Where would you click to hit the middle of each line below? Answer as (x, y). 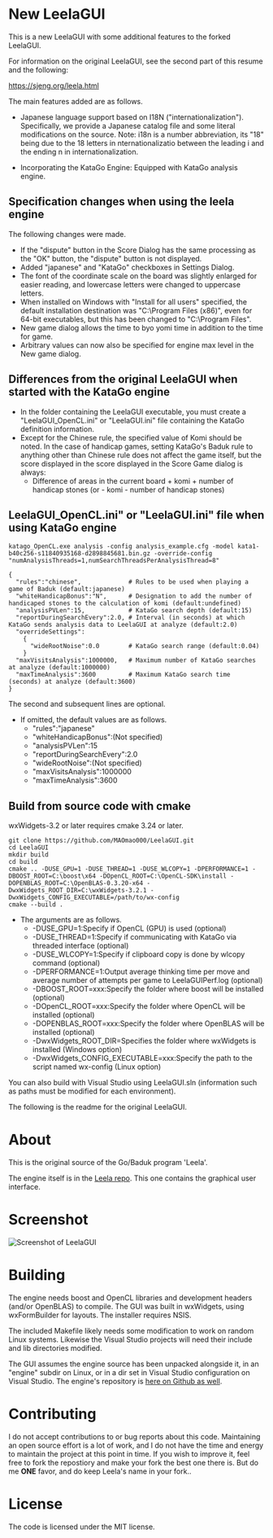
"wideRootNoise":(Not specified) (87, 763)
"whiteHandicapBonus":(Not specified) (97, 737)
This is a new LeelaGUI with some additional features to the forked (120, 37)
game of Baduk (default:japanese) (67, 589)
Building (37, 1275)
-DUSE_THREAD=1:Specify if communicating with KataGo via (134, 937)
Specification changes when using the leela (121, 202)
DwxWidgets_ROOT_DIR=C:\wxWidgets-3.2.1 (78, 891)
